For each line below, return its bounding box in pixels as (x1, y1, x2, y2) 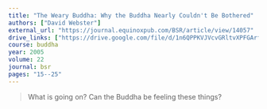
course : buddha (8, 41, 59, 49)
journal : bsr (8, 63, 52, 71)
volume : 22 (8, 56, 44, 64)
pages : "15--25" (8, 70, 62, 78)
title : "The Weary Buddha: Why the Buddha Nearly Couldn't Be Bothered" (8, 11, 254, 20)
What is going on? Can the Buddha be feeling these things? (27, 92, 222, 101)
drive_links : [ (8, 33, 59, 42)
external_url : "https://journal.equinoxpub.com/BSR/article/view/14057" (8, 26, 254, 34)
